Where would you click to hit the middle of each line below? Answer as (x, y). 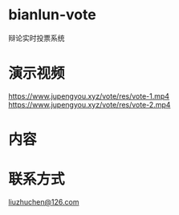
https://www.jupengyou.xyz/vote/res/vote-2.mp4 (89, 104)
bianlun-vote (52, 15)
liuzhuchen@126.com (44, 202)
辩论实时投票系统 (37, 38)
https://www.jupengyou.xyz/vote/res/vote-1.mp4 (89, 96)
